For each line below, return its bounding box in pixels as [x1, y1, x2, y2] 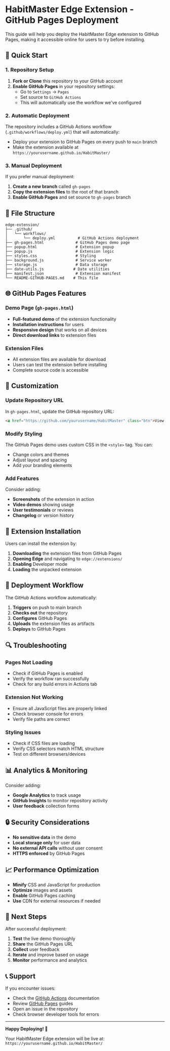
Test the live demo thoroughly [12, 936, 76, 942]
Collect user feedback [12, 946, 60, 953]
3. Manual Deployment [5, 162, 62, 169]
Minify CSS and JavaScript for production [12, 881, 100, 887]
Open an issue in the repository [12, 1006, 78, 1012]
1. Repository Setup [5, 66, 54, 73]
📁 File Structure [5, 209, 55, 217]
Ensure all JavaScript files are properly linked [12, 705, 107, 711]
